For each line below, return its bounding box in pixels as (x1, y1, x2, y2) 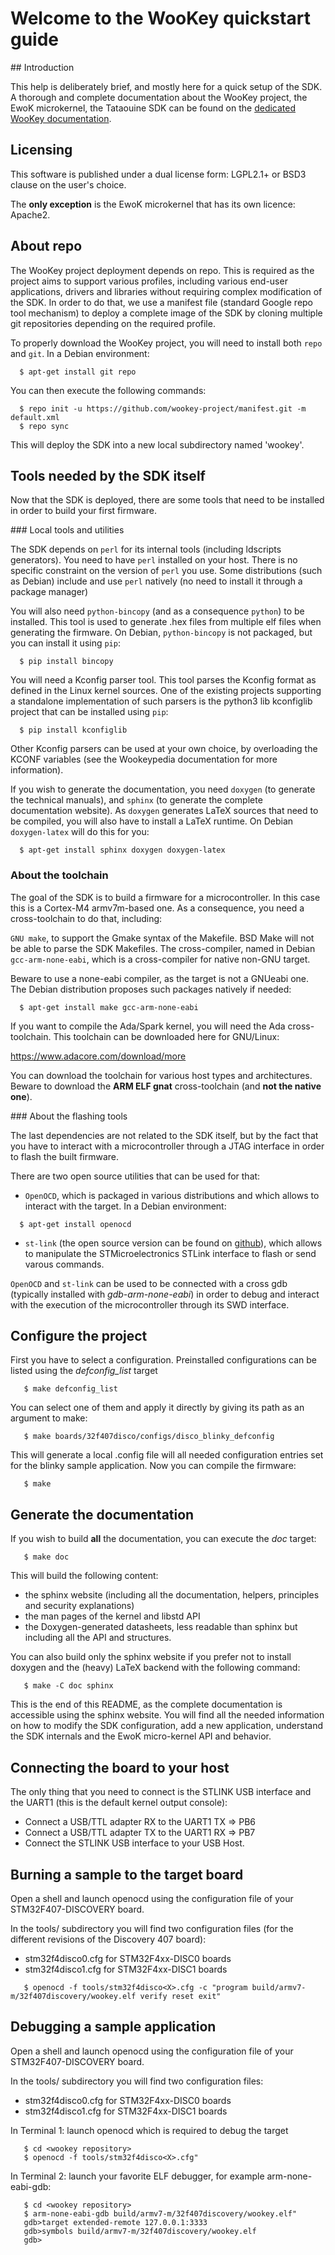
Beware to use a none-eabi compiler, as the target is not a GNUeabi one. (10, 972, 309, 984)
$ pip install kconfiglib (19, 725, 128, 736)
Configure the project (10, 1328, 148, 1345)
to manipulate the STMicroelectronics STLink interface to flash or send (24, 1247, 317, 1259)
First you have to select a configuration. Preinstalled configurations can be (10, 1354, 317, 1366)
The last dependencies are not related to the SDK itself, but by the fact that (10, 1129, 319, 1141)
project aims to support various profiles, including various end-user (10, 275, 288, 287)
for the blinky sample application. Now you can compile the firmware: (10, 1460, 297, 1472)
